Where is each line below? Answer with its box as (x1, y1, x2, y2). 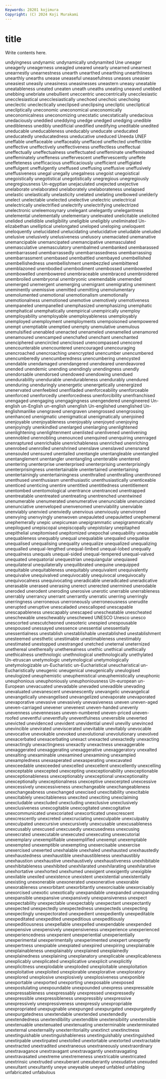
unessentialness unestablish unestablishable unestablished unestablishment (5, 631, 161, 637)
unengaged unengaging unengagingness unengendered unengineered (5, 398, 150, 404)
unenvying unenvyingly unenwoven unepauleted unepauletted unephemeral (5, 514, 161, 520)
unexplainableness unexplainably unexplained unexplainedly (5, 948, 129, 954)
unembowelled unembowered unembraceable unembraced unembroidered (5, 271, 159, 277)
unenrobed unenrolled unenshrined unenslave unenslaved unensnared (5, 445, 150, 451)
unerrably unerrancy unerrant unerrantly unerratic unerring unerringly (5, 593, 148, 600)
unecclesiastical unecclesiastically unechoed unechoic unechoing (5, 97, 140, 103)
